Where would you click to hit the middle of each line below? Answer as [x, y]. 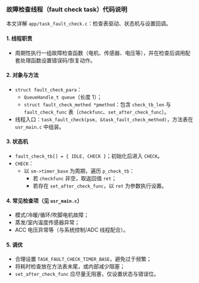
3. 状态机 [17, 141]
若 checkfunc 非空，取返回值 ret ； [75, 178]
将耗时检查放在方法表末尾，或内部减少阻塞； [70, 266]
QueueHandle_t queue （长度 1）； [63, 97]
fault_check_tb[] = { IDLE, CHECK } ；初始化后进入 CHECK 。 [89, 156]
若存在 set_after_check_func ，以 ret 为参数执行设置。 [100, 186]
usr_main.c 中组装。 [39, 127]
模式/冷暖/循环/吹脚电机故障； [52, 215]
